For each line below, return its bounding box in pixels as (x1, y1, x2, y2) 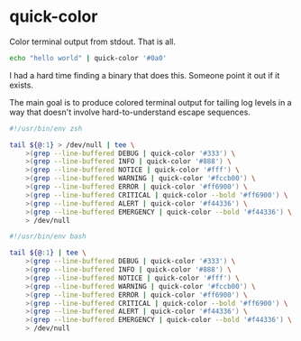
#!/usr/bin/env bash (9, 232, 87, 241)
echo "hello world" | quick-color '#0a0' (9, 53, 168, 62)
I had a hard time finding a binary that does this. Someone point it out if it (9, 69, 280, 80)
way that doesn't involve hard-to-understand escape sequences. (9, 106, 251, 117)
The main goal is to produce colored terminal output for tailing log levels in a (9, 97, 292, 107)
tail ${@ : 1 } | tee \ (9, 248, 87, 258)
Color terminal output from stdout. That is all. (9, 36, 176, 47)
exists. (9, 79, 34, 90)
